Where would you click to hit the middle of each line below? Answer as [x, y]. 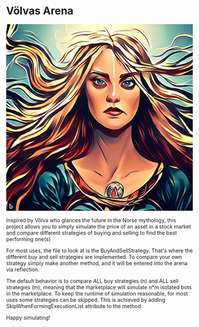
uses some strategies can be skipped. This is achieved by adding [86, 300]
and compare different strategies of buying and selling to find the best [92, 233]
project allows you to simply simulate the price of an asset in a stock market [99, 226]
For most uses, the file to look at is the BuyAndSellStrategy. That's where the [99, 251]
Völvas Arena [40, 11]
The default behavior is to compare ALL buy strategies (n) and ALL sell [92, 281]
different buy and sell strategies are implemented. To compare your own [94, 257]
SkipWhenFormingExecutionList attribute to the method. [74, 306]
